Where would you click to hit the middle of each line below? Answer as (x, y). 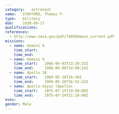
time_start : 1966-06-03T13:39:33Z (51, 64)
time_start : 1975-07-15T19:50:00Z (51, 91)
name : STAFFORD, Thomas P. (35, 14)
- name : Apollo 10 (28, 73)
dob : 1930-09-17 (25, 23)
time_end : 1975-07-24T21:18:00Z (51, 95)
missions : (15, 41)
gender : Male (18, 104)
